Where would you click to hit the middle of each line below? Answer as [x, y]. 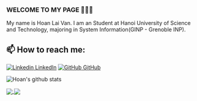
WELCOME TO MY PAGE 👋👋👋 [50, 10]
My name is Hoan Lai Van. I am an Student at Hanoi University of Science [98, 23]
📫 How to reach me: [46, 49]
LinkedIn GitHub [68, 67]
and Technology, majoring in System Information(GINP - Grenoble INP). [96, 29]
